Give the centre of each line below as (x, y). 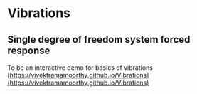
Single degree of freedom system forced (99, 40)
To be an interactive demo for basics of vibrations (80, 68)
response (29, 50)
